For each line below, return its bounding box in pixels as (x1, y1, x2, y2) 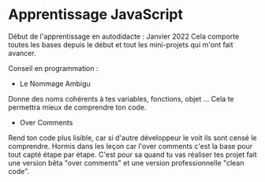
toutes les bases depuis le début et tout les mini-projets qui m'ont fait (8, 39, 233, 49)
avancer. (8, 48, 37, 58)
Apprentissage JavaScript (8, 6, 184, 24)
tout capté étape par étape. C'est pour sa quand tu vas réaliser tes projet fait (8, 150, 257, 159)
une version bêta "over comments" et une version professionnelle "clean (8, 158, 244, 167)
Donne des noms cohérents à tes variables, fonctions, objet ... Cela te (8, 94, 234, 103)
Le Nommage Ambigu (19, 79, 91, 88)
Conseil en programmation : (8, 63, 99, 72)
